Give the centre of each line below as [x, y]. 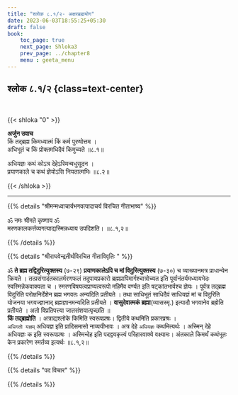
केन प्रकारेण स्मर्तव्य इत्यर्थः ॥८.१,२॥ [48, 342]
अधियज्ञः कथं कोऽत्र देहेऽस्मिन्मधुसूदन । [51, 163]
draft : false [27, 27]
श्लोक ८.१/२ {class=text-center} [75, 89]
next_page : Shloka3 [49, 47]
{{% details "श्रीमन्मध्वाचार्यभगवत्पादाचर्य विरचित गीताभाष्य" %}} [82, 206]
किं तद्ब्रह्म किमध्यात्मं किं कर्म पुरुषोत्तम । [52, 141]
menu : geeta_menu [47, 60]
